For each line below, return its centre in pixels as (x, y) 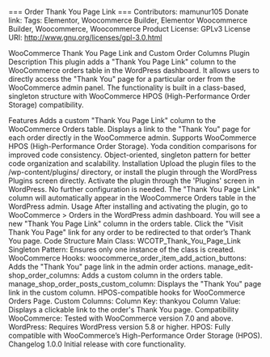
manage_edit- (230, 267)
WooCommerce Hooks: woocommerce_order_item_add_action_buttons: (127, 258)
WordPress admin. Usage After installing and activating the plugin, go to (128, 206)
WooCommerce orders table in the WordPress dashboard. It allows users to (134, 70)
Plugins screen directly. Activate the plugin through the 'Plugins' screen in (131, 181)
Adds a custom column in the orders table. (152, 275)
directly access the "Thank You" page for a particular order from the (122, 79)
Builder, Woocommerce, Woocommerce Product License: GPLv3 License (129, 29)
